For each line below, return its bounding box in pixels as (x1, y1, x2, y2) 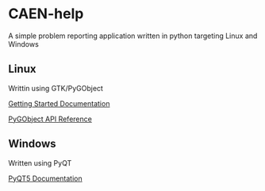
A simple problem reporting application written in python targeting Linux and (8, 31, 258, 40)
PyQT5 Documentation (8, 174, 83, 183)
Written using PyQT (8, 158, 72, 167)
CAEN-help (8, 5, 84, 23)
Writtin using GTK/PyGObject (8, 83, 103, 93)
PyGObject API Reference (8, 114, 93, 124)
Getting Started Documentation (8, 98, 110, 108)
